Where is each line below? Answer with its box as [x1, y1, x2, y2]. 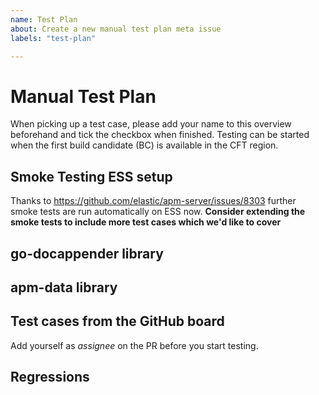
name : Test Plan [10, 14, 78, 25]
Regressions [10, 369, 90, 386]
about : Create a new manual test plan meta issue [10, 24, 222, 34]
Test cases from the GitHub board [10, 313, 225, 330]
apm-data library [10, 279, 118, 296]
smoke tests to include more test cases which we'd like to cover [10, 216, 282, 228]
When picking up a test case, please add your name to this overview [10, 118, 292, 130]
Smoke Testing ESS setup [10, 168, 173, 185]
